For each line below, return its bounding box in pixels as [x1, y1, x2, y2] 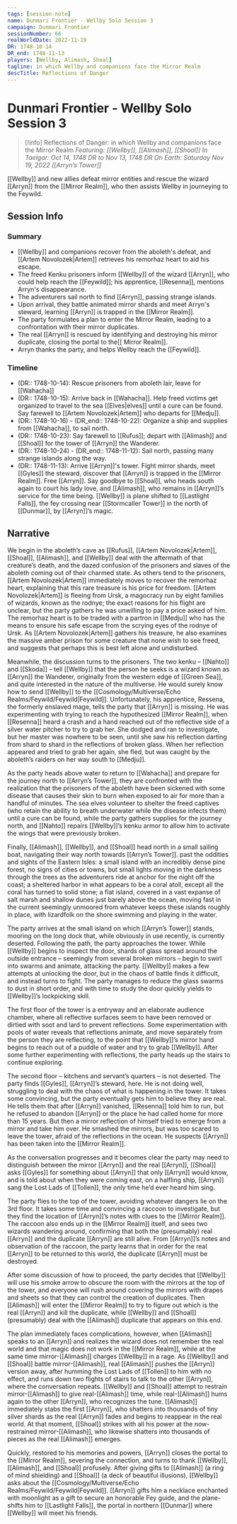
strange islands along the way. [17, 454, 107, 463]
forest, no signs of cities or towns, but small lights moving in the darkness [7, 865, 222, 874]
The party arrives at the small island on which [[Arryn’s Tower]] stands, [7, 924, 214, 933]
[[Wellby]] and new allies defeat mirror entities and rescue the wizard [7, 175, 209, 183]
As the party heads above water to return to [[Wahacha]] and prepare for [7, 769, 220, 778]
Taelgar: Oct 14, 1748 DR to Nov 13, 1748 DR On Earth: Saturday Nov [24, 154, 224, 162]
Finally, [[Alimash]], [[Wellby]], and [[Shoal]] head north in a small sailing [7, 843, 219, 851]
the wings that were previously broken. [7, 829, 121, 838]
